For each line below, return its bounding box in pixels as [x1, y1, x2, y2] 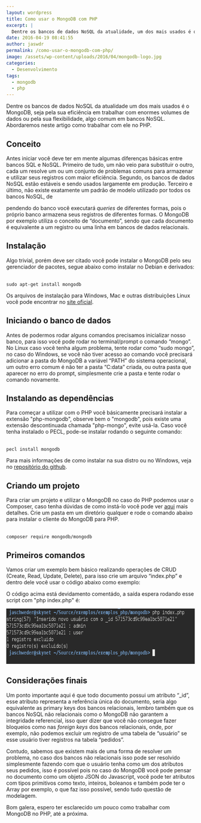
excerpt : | [6, 22, 33, 28]
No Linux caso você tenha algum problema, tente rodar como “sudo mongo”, [6, 344, 195, 351]
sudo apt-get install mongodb [6, 281, 82, 287]
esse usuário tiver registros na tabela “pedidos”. [6, 736, 124, 743]
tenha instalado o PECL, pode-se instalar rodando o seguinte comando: [6, 428, 182, 435]
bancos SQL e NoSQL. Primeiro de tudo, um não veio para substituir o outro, [6, 161, 194, 168]
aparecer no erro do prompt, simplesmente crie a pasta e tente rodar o [6, 370, 181, 377]
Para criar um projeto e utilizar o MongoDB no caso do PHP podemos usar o [6, 496, 194, 504]
